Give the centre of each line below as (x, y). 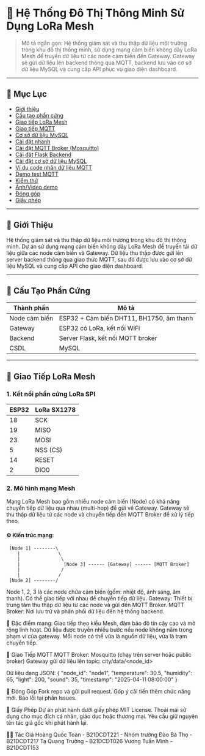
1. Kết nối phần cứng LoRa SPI (51, 394)
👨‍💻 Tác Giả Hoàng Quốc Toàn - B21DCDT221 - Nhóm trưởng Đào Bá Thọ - (99, 735)
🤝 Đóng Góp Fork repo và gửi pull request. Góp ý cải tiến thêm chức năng (99, 691)
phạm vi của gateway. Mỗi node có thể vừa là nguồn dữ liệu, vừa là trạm (97, 636)
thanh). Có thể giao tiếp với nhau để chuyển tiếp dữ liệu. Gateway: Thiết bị (99, 598)
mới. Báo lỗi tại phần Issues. (41, 698)
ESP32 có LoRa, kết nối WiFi (99, 328)
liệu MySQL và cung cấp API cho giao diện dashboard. (75, 266)
